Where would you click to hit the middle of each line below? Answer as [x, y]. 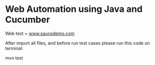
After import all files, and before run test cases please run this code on [78, 43]
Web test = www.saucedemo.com [40, 33]
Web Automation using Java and [74, 9]
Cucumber [28, 20]
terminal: [14, 48]
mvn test [14, 58]
